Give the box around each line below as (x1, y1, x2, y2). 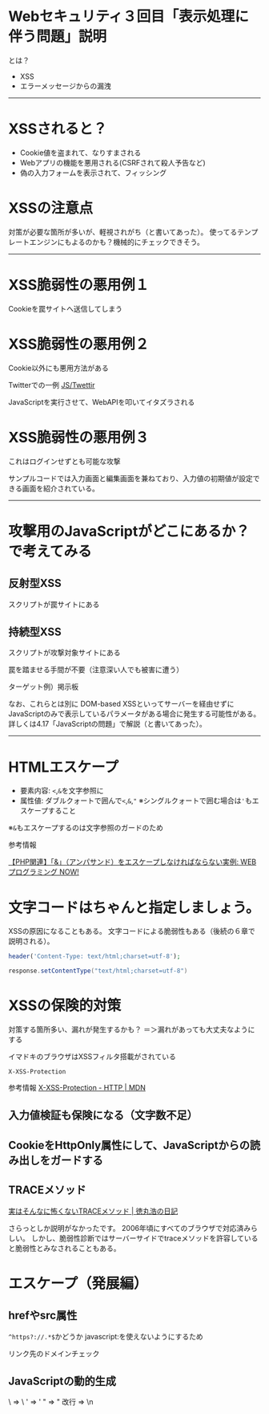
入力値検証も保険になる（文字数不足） (8, 1109, 198, 1123)
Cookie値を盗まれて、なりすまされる (19, 148, 142, 157)
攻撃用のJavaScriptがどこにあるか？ (8, 522, 250, 540)
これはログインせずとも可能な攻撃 (8, 456, 121, 466)
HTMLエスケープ (8, 758, 118, 776)
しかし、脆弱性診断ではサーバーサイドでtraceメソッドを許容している (30, 1233, 259, 1243)
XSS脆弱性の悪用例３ (8, 428, 150, 446)
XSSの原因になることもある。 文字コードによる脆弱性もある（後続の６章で (8, 927, 255, 936)
